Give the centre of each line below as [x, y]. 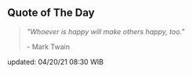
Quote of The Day [51, 13]
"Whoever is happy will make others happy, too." [106, 31]
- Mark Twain [48, 47]
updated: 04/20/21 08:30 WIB [55, 62]
